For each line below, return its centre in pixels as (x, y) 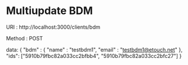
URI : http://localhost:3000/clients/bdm (53, 27)
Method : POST (25, 38)
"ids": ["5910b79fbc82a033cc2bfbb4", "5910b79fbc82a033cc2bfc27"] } (94, 56)
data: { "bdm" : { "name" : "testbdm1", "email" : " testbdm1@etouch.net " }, (94, 49)
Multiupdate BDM (49, 11)
